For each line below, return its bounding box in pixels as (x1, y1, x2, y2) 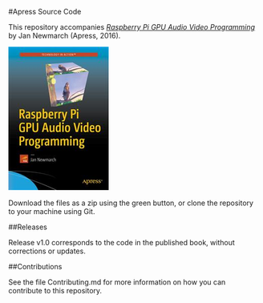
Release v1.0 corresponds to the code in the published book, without (8, 238, 235, 247)
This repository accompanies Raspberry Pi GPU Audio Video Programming (8, 22, 255, 31)
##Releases (8, 222, 48, 232)
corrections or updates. (8, 246, 86, 256)
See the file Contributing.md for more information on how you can (8, 277, 226, 287)
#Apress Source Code (8, 7, 82, 16)
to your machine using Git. (8, 207, 95, 216)
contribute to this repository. (8, 286, 103, 295)
